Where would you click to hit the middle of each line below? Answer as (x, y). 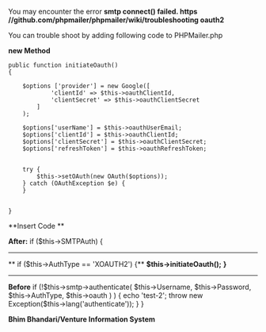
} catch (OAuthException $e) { (74, 183)
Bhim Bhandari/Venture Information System (82, 319)
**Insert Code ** (36, 226)
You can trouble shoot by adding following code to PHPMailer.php (116, 35)
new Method (29, 50)
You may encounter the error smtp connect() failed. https (103, 12)
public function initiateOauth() (63, 65)
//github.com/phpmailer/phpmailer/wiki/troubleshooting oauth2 (116, 20)
